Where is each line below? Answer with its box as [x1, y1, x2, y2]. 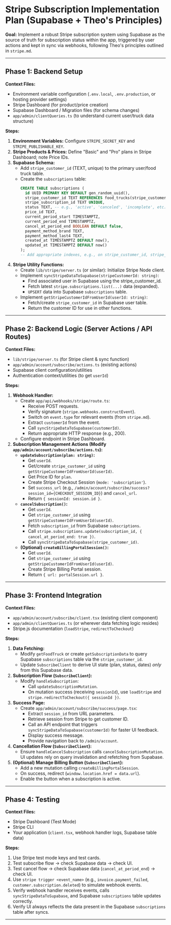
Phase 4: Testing [5, 795, 60, 804]
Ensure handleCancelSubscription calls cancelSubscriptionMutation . [20, 748, 164, 755]
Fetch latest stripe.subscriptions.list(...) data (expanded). [27, 283, 159, 289]
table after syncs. [12, 909, 49, 915]
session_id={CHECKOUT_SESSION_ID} [27, 491, 101, 496]
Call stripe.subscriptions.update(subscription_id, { [27, 528, 142, 534]
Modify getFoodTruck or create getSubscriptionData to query [20, 650, 148, 657]
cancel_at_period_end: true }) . [27, 533, 96, 539]
